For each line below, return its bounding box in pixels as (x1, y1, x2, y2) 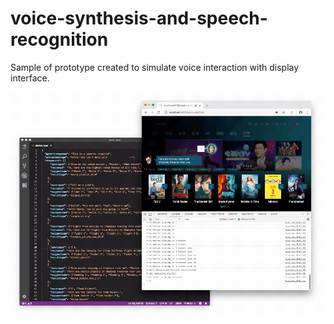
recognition (10, 28, 109, 51)
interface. (10, 72, 50, 84)
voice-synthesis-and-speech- (10, 7, 268, 30)
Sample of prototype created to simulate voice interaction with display (10, 61, 300, 73)
